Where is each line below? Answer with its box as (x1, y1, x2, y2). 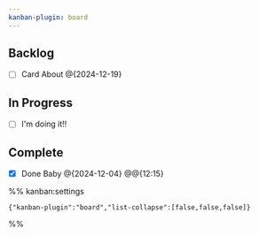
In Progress (8, 95, 73, 110)
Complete (8, 145, 64, 160)
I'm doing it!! (20, 118, 67, 129)
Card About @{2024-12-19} (20, 69, 122, 80)
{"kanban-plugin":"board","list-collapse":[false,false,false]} (8, 203, 251, 212)
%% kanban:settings (8, 187, 85, 197)
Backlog (8, 46, 55, 61)
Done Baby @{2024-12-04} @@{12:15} (20, 169, 165, 179)
